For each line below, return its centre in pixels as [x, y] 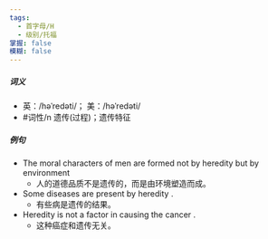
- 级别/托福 [37, 34]
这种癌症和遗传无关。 [76, 225]
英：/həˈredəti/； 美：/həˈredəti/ [81, 106]
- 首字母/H [36, 26]
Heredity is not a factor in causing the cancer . [109, 215]
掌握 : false [30, 43]
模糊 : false [30, 52]
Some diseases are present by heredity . [98, 194]
